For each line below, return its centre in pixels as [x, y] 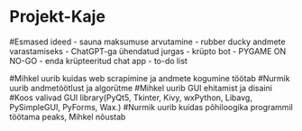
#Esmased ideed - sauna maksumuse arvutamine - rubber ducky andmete [147, 42]
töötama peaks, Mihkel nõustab [68, 117]
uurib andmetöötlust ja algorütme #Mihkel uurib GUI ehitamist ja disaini [141, 88]
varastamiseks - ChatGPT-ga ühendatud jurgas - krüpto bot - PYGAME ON [148, 51]
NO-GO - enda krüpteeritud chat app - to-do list [98, 61]
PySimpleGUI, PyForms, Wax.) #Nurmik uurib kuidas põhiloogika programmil [151, 107]
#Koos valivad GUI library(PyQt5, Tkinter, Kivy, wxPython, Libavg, [131, 98]
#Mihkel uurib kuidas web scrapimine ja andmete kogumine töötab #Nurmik [150, 78]
